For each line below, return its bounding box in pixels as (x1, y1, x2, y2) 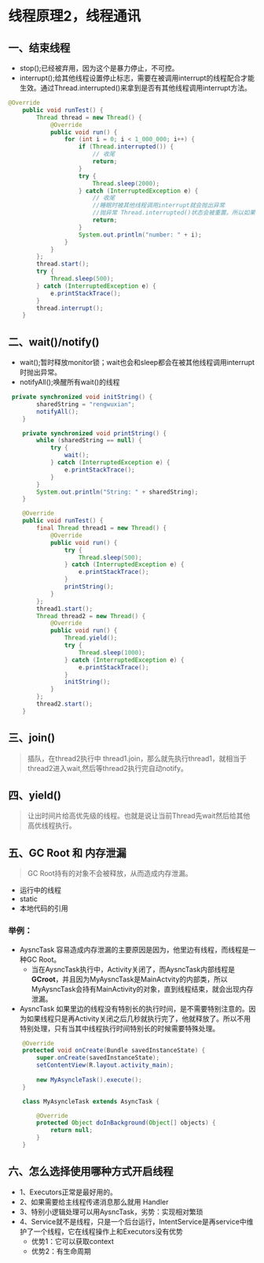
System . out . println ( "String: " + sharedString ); (36, 488, 199, 496)
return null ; (49, 1127, 93, 1134)
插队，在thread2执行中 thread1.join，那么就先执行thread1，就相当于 (27, 754, 247, 763)
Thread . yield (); (64, 634, 118, 643)
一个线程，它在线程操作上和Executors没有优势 (33, 1227, 183, 1236)
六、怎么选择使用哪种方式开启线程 (8, 1164, 174, 1179)
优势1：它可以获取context (31, 1236, 114, 1246)
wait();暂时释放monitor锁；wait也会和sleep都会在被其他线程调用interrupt (19, 358, 255, 367)
